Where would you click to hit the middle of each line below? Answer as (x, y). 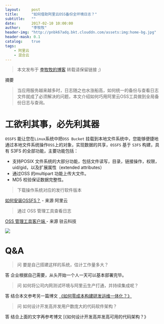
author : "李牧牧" (26, 28)
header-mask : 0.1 (23, 37)
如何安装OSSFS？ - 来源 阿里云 (36, 201)
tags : (11, 46)
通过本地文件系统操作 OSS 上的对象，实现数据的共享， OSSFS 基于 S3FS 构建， (80, 145)
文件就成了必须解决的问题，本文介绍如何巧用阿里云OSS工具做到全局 (86, 96)
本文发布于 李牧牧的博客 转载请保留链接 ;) (59, 69)
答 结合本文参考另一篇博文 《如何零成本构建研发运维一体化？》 (69, 296)
